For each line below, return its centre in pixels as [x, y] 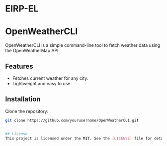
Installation [23, 99]
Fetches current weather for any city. [50, 78]
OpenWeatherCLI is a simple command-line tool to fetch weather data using [83, 45]
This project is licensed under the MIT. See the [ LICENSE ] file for [79, 138]
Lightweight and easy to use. [42, 83]
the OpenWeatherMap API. [33, 51]
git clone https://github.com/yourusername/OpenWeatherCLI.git [72, 120]
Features [19, 66]
